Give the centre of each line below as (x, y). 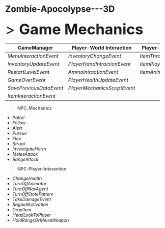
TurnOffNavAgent (30, 189)
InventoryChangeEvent (95, 56)
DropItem (22, 209)
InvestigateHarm (29, 149)
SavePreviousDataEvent (36, 88)
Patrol (18, 117)
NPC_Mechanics (34, 108)
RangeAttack (25, 159)
